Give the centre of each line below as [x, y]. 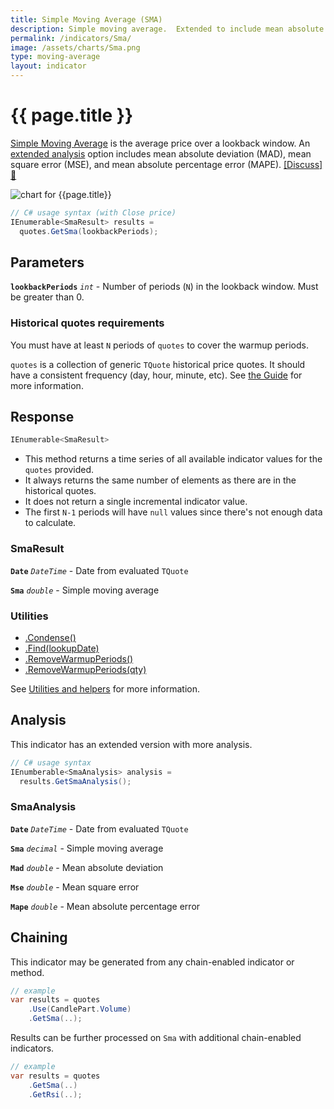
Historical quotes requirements [87, 323]
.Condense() [50, 637]
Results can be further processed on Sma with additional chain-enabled [156, 1037]
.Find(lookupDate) [62, 648]
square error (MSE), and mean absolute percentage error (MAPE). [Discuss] [166, 164]
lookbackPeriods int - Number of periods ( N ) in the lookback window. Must [164, 287]
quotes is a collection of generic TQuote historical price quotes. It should [158, 364]
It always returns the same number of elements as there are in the [160, 480]
